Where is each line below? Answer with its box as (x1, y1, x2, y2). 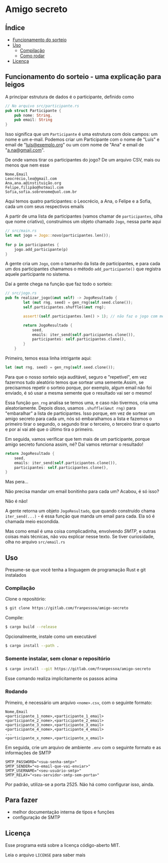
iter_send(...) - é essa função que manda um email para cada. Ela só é (5, 513, 155, 520)
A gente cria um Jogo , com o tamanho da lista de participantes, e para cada (5, 261, 160, 267)
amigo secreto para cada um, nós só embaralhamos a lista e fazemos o (5, 415, 152, 422)
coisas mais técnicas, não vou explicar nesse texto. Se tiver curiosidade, (5, 534, 155, 540)
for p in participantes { (5, 242, 59, 247)
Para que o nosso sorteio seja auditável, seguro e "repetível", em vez (5, 374, 147, 380)
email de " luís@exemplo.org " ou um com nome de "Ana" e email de (5, 142, 144, 148)
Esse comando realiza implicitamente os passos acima (5, 675, 117, 681)
